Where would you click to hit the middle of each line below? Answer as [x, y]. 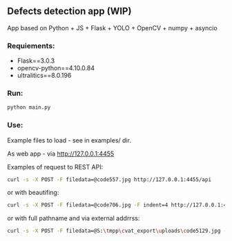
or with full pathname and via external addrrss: [74, 218]
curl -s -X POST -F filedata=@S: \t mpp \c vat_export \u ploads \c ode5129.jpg [114, 231]
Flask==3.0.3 [36, 61]
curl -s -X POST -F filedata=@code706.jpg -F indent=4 [88, 205]
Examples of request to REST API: [55, 167]
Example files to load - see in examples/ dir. [69, 140]
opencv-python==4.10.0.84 [56, 68]
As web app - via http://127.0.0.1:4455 [61, 154]
